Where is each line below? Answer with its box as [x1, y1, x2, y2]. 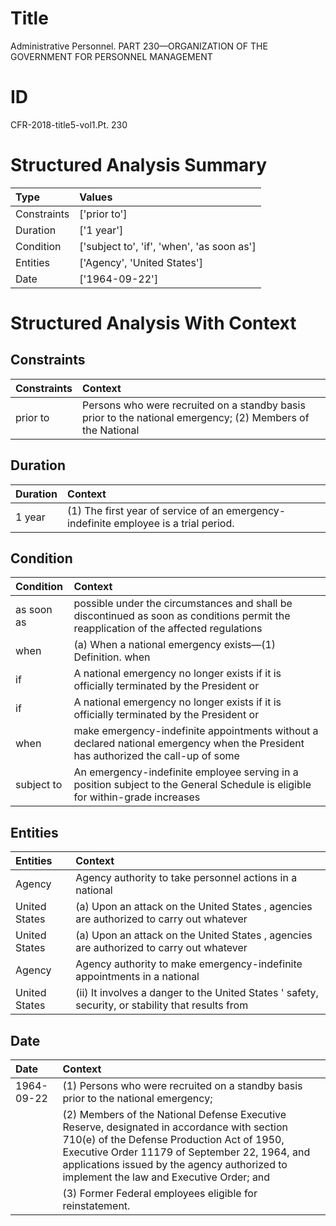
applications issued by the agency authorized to [62, 1158, 288, 1172]
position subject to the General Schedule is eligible [73, 778, 312, 792]
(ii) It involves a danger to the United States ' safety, [75, 986, 319, 1000]
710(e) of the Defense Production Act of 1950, [62, 1133, 285, 1147]
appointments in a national [75, 970, 200, 984]
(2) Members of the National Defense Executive [62, 1108, 287, 1122]
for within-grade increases [73, 790, 201, 804]
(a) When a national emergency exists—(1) [73, 638, 277, 652]
